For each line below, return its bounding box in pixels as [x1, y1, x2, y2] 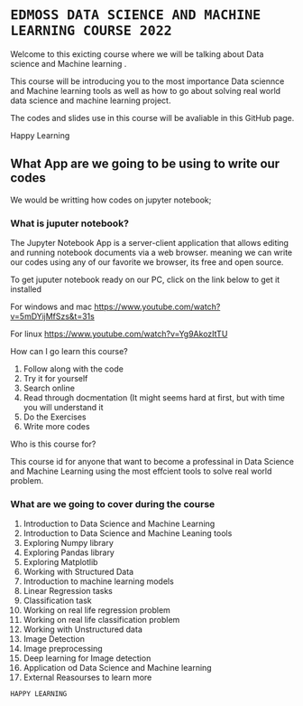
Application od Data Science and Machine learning [23, 663, 212, 673]
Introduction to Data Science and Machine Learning [23, 518, 216, 530]
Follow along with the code [23, 363, 124, 374]
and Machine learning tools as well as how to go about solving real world [10, 85, 281, 96]
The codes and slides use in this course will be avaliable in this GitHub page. [10, 112, 295, 123]
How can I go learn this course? [10, 346, 129, 357]
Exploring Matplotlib [23, 557, 98, 568]
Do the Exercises [23, 411, 87, 422]
